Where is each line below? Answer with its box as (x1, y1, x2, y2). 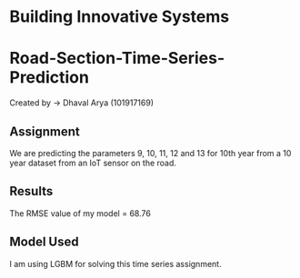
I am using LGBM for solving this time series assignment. (9, 258, 222, 269)
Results (9, 184, 54, 199)
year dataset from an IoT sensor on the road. (9, 157, 177, 168)
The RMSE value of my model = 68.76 (9, 207, 152, 219)
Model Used (9, 234, 79, 250)
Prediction (9, 67, 89, 88)
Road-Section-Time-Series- (9, 48, 225, 69)
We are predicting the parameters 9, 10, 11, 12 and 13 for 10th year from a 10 (9, 147, 292, 158)
